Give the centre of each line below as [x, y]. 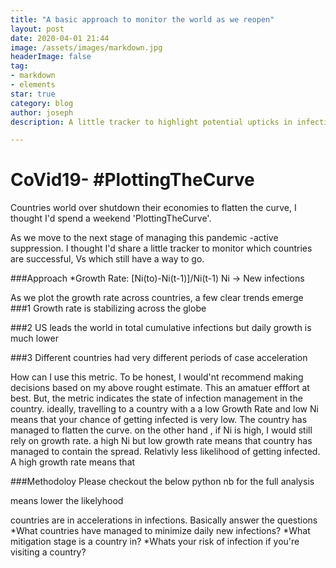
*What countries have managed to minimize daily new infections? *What [160, 531]
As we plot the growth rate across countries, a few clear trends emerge [157, 298]
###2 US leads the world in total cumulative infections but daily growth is [161, 328]
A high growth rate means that [73, 462]
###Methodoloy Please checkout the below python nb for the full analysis [162, 482]
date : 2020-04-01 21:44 [60, 38]
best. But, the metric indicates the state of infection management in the [156, 398]
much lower [34, 338]
